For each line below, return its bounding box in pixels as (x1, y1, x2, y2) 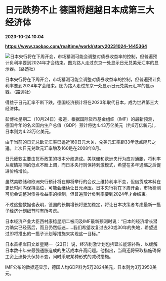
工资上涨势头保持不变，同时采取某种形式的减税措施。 (5, 253, 114, 259)
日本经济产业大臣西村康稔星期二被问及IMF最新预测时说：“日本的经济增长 (5, 218, 153, 224)
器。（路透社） (5, 89, 34, 95)
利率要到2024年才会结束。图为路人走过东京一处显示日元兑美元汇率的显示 (5, 82, 155, 88)
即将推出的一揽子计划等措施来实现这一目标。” (9, 230, 100, 236)
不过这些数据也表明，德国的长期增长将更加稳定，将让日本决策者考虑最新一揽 (5, 201, 161, 207)
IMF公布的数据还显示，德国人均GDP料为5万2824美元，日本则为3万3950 (5, 264, 153, 270)
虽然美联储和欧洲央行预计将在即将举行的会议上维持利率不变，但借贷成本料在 (5, 178, 161, 184)
